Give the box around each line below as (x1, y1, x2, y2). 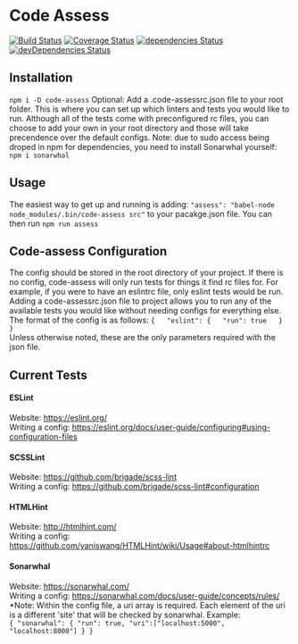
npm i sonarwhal (9, 151, 70, 160)
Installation (9, 71, 73, 86)
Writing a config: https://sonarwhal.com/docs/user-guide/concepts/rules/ (9, 590, 280, 601)
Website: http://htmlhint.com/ (9, 522, 118, 532)
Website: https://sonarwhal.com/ (9, 581, 129, 591)
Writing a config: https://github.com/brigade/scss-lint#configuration (9, 481, 260, 492)
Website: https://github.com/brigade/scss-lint (9, 472, 177, 482)
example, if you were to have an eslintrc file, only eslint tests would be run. (9, 287, 284, 297)
